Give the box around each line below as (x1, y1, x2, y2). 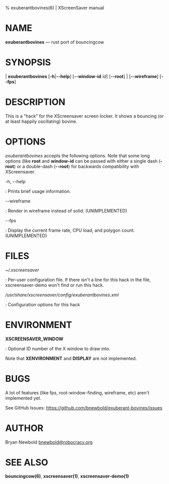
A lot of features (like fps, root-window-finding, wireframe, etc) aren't (5, 389, 150, 395)
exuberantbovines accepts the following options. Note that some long (5, 153, 150, 159)
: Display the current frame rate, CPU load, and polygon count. (5, 227, 135, 233)
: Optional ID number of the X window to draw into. (5, 345, 111, 352)
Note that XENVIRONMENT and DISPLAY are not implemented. (5, 355, 137, 361)
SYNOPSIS (5, 57, 51, 68)
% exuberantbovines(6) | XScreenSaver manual (5, 5, 104, 11)
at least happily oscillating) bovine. (5, 118, 77, 124)
